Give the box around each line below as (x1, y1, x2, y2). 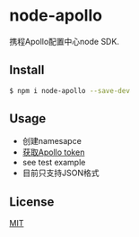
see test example (22, 157, 86, 168)
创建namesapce (22, 136, 83, 147)
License (9, 194, 55, 209)
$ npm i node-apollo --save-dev (9, 86, 130, 95)
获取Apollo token (22, 147, 85, 157)
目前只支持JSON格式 (22, 167, 100, 179)
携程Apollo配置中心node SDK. (9, 36, 119, 47)
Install (9, 63, 45, 78)
